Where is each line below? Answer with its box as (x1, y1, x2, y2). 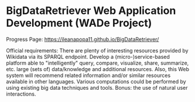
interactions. (6, 90, 36, 97)
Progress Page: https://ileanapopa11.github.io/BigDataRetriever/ (6, 36, 159, 43)
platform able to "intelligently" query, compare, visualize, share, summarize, (6, 59, 189, 66)
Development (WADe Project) (6, 16, 152, 30)
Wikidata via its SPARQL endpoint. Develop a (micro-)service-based (6, 53, 170, 60)
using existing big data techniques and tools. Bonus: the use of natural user (6, 84, 189, 91)
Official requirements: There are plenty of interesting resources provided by (6, 47, 189, 54)
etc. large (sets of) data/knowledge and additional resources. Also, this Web (6, 65, 189, 72)
